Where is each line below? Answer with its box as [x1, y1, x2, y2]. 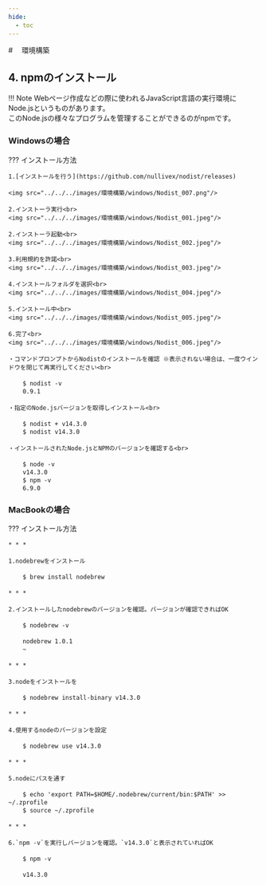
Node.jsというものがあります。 [8, 104, 110, 113]
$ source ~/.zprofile [22, 806, 94, 814]
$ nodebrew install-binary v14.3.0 [22, 693, 141, 701]
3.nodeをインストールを [8, 678, 77, 685]
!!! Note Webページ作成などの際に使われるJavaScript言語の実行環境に [8, 93, 237, 103]
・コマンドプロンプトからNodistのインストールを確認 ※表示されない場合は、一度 [8, 355, 241, 363]
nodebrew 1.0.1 [22, 637, 73, 646]
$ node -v [22, 460, 56, 468]
